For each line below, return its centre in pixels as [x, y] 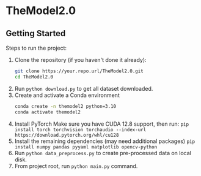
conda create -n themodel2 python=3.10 [65, 106]
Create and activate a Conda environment [67, 95]
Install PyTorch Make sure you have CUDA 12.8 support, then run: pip [102, 124]
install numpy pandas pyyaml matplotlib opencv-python [86, 147]
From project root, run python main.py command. [76, 166]
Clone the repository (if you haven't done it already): [81, 60]
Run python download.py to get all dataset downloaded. [84, 88]
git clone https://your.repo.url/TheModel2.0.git [79, 71]
